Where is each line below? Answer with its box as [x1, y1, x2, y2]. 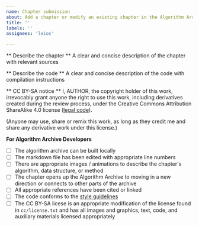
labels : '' [6, 25, 33, 31]
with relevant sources [6, 59, 59, 66]
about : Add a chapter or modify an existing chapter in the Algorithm [6, 14, 184, 20]
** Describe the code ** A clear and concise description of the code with [6, 70, 185, 77]
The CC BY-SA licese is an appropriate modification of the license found [14, 199, 191, 207]
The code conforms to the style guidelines [14, 193, 118, 200]
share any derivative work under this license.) [6, 124, 117, 131]
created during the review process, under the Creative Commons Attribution [6, 100, 192, 107]
